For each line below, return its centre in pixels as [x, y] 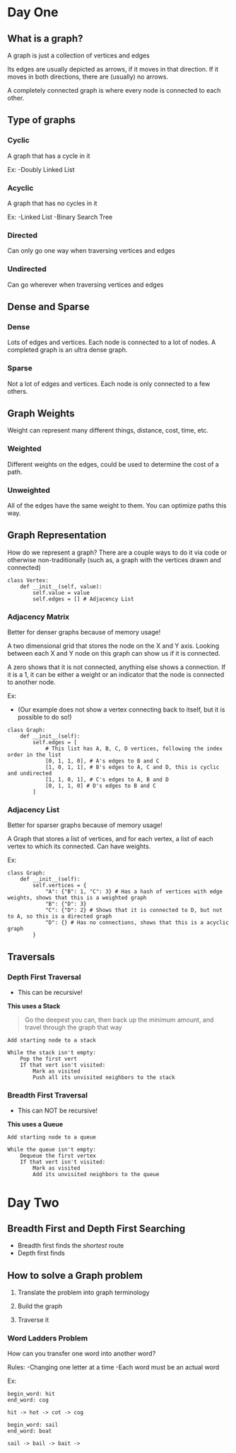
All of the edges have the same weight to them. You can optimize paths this [117, 505]
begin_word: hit [31, 1394]
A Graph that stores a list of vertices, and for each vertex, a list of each [110, 839]
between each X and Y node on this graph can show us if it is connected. [114, 654]
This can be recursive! [50, 993]
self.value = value [61, 593]
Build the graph [40, 1306]
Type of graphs [42, 120]
